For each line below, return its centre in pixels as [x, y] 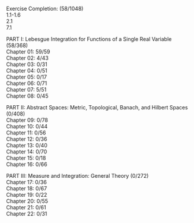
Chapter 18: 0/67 [27, 189]
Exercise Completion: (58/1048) [45, 9]
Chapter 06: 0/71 [27, 83]
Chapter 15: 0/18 [26, 158]
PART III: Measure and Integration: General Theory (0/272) [77, 176]
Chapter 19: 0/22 [27, 195]
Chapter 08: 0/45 [27, 96]
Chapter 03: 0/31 [27, 64]
